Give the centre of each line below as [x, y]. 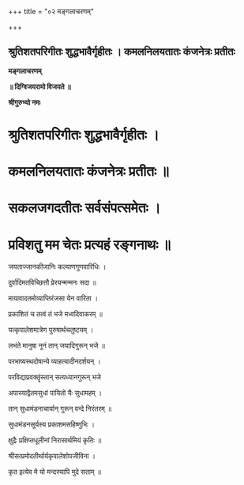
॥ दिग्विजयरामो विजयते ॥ [39, 87]
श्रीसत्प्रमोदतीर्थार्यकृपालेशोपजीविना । [52, 456]
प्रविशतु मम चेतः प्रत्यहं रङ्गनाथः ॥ [90, 244]
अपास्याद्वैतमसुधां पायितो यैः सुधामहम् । [55, 393]
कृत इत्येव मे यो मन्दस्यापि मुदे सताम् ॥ [54, 472]
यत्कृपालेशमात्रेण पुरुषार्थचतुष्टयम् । [51, 330]
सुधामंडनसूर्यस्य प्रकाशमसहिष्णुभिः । [52, 424]
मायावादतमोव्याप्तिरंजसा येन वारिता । [53, 298]
